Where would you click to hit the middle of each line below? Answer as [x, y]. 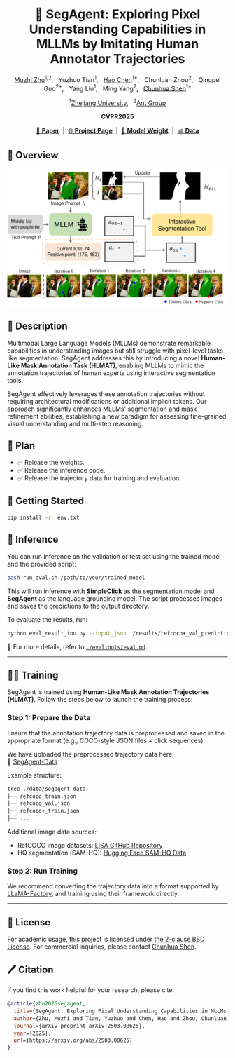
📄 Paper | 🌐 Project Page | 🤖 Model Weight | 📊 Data [117, 130]
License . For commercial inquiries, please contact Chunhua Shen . [102, 947]
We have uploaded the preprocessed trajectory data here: [91, 754]
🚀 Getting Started [46, 501]
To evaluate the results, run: [47, 619]
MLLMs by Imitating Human [117, 44]
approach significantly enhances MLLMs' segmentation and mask [102, 409]
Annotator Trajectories [117, 59]
